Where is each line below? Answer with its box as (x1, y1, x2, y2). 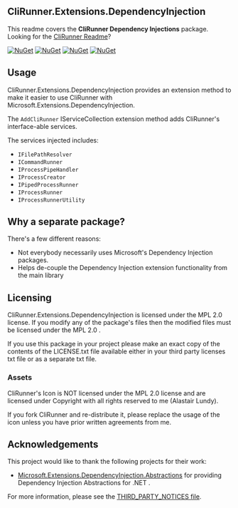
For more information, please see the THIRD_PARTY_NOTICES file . (7, 492, 202, 501)
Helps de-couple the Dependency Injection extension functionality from (17, 264, 228, 272)
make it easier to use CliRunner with (7, 93, 113, 102)
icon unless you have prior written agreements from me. (7, 418, 172, 426)
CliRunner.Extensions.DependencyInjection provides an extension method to (7, 85, 232, 94)
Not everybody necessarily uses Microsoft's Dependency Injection (17, 249, 213, 257)
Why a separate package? (7, 216, 126, 228)
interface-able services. (7, 122, 77, 130)
